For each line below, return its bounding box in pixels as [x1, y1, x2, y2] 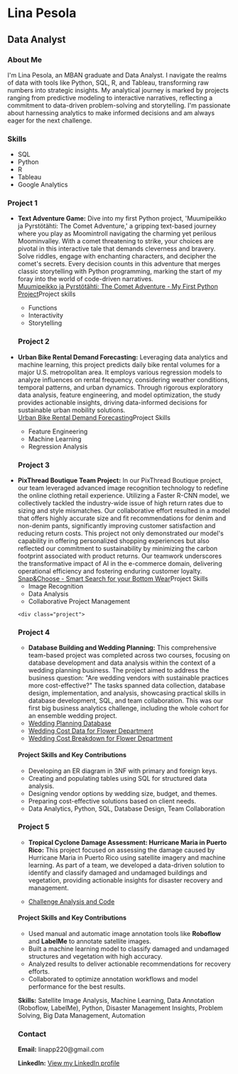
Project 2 [17, 337, 50, 347]
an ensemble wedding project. [28, 712, 117, 720]
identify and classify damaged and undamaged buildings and [28, 868, 207, 877]
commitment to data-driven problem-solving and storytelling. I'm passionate [7, 101, 231, 110]
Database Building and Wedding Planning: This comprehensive [28, 643, 217, 652]
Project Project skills [17, 290, 76, 298]
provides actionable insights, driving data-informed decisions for [17, 398, 207, 406]
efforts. [28, 967, 50, 976]
